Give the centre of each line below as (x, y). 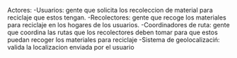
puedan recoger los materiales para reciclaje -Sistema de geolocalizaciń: (114, 40)
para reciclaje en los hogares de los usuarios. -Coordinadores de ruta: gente (118, 25)
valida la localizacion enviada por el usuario (71, 47)
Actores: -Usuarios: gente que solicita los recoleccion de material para (110, 10)
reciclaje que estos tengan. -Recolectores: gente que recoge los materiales (117, 17)
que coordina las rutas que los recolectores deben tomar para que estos (112, 32)
